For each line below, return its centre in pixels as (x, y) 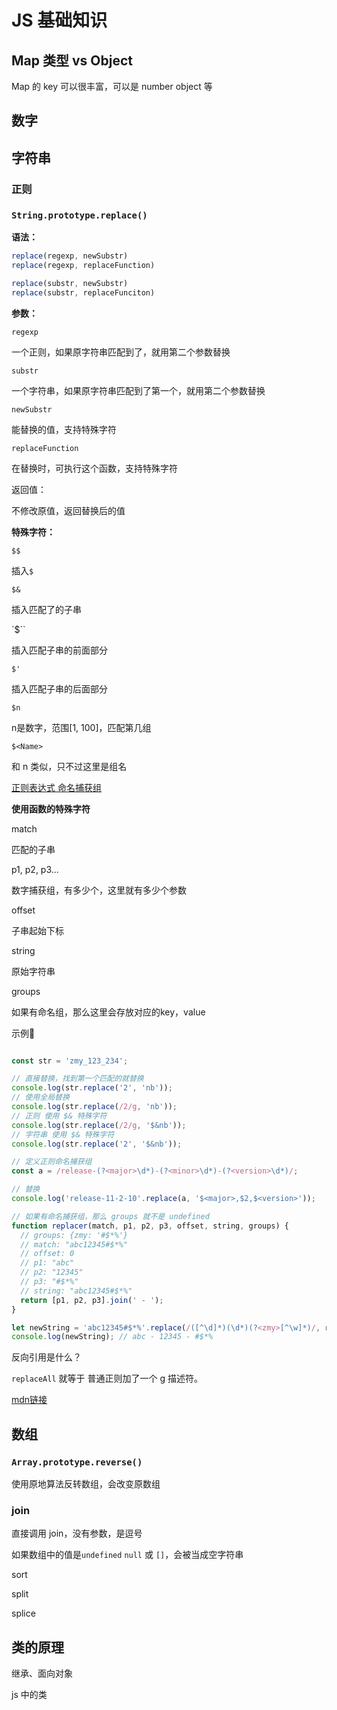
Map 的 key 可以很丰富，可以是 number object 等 (112, 86)
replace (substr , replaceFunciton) (83, 292)
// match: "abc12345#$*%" (74, 1244)
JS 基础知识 (59, 20)
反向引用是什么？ (46, 1357)
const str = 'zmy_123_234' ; (70, 1061)
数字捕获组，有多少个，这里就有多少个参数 (99, 890)
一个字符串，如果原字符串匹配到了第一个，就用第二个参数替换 (138, 390)
